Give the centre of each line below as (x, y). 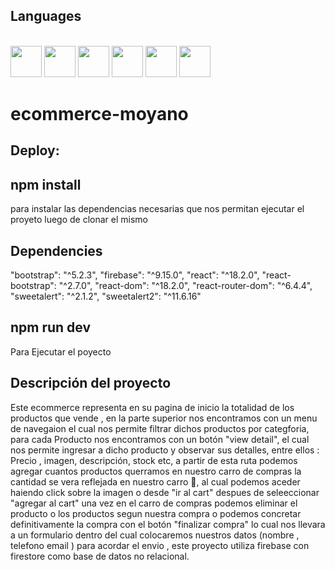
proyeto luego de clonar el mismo (79, 220)
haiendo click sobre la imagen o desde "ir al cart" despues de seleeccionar (165, 492)
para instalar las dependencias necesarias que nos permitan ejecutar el (157, 209)
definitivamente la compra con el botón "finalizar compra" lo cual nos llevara (168, 524)
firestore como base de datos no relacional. (100, 556)
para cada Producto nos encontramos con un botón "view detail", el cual (160, 439)
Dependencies (56, 250)
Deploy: (35, 150)
